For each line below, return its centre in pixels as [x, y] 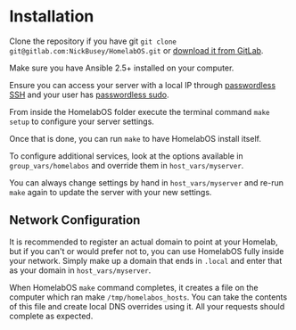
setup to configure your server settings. [82, 121]
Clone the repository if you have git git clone [93, 41]
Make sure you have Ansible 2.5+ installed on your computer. [122, 68]
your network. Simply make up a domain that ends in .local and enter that [146, 260]
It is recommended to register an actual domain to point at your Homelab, [144, 242]
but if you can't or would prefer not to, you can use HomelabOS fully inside [147, 251]
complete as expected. [51, 316]
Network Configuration [75, 220]
